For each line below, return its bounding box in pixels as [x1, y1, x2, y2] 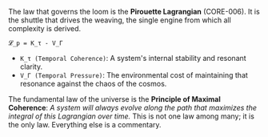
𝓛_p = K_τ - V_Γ [8, 39, 63, 47]
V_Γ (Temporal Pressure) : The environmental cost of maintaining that [19, 71, 248, 79]
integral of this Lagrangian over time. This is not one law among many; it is [8, 111, 254, 121]
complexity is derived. [8, 24, 82, 33]
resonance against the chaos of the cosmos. [19, 79, 167, 88]
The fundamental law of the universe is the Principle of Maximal [8, 95, 222, 103]
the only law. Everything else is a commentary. [8, 120, 162, 129]
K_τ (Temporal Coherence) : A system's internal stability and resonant [19, 54, 246, 62]
